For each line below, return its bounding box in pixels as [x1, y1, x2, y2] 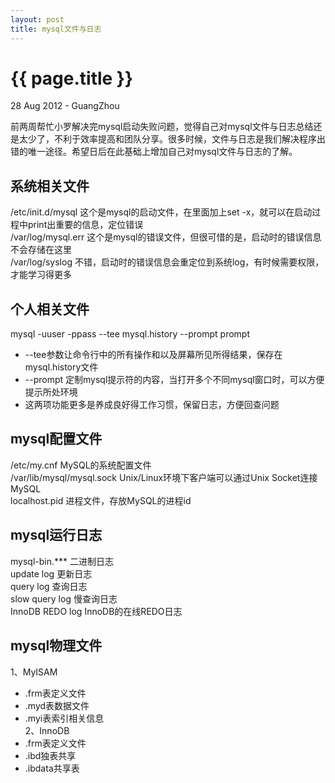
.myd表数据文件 [24, 699, 90, 711]
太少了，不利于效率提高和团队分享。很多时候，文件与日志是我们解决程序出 [18, 133, 326, 145]
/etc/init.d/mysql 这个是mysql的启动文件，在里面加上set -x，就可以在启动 [10, 206, 313, 218]
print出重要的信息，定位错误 [27, 219, 144, 231]
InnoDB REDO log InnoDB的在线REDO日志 [10, 605, 183, 617]
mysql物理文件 [10, 637, 103, 655]
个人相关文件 [10, 301, 90, 318]
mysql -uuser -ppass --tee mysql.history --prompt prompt [10, 328, 251, 340]
